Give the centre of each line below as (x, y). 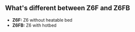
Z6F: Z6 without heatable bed (42, 20)
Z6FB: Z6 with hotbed (34, 25)
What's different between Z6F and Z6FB (68, 8)
